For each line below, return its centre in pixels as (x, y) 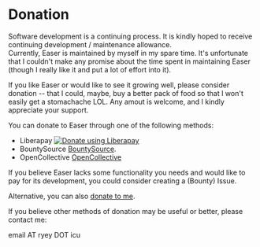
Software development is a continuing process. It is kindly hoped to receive (130, 36)
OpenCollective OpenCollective (71, 157)
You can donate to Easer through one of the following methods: (111, 125)
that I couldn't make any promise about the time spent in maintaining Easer (129, 61)
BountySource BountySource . (68, 149)
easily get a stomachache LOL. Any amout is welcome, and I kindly (116, 101)
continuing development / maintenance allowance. (90, 44)
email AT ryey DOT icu (45, 234)
